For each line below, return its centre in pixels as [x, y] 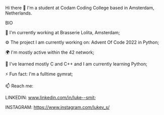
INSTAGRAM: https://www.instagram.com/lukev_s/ [58, 107]
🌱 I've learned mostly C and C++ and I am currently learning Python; [76, 64]
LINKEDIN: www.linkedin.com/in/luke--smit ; [51, 97]
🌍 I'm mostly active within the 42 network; [50, 52]
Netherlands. [19, 13]
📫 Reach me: [19, 86]
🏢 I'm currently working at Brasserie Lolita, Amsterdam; [63, 32]
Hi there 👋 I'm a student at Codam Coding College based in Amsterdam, [80, 8]
